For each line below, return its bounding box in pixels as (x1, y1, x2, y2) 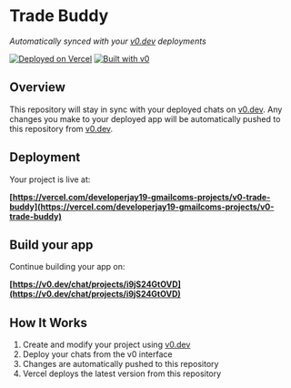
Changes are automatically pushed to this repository (22, 359, 219, 370)
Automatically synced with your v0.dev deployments (9, 36, 206, 46)
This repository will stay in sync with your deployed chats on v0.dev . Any (9, 104, 283, 115)
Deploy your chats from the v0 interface (22, 349, 173, 360)
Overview (9, 79, 66, 96)
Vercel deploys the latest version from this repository (22, 368, 222, 379)
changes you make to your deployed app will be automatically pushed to (9, 113, 281, 124)
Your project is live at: (9, 174, 91, 185)
